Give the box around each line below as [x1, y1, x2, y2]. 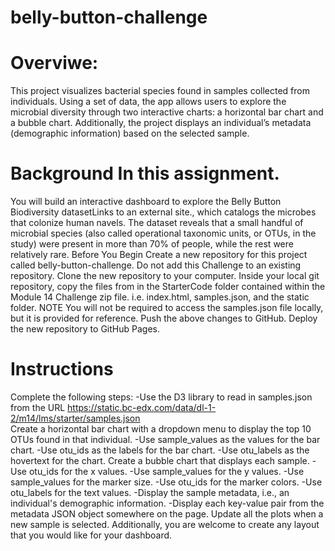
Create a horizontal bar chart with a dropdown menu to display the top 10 [10, 423, 312, 435]
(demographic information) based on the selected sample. [10, 127, 250, 140]
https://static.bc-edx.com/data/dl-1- [67, 402, 217, 413]
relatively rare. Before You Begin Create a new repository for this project [10, 249, 308, 261]
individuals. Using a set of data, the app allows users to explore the [10, 96, 287, 108]
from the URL [10, 402, 66, 413]
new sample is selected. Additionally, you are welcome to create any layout [10, 519, 320, 530]
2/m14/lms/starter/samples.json [10, 412, 141, 424]
